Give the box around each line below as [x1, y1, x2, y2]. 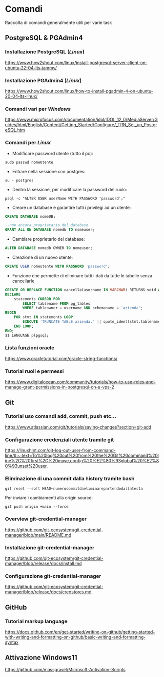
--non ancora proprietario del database [5, 223, 89, 228]
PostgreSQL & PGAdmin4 [5, 34, 83, 42]
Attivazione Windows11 [5, 654, 77, 662]
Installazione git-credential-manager [5, 544, 95, 551]
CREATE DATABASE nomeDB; [5, 214, 56, 219]
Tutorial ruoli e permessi [5, 368, 64, 375]
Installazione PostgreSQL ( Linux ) [5, 48, 84, 55]
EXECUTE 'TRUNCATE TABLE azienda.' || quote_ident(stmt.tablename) [22, 319, 163, 324]
